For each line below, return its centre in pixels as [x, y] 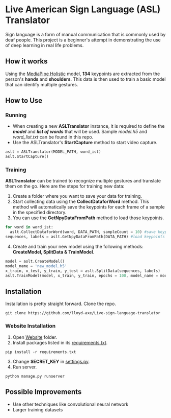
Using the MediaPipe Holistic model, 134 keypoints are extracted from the [83, 74]
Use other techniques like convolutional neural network [70, 404]
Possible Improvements [44, 392]
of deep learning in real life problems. [45, 45]
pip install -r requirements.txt [41, 352]
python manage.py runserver [35, 376]
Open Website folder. [35, 337]
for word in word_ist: [29, 227]
